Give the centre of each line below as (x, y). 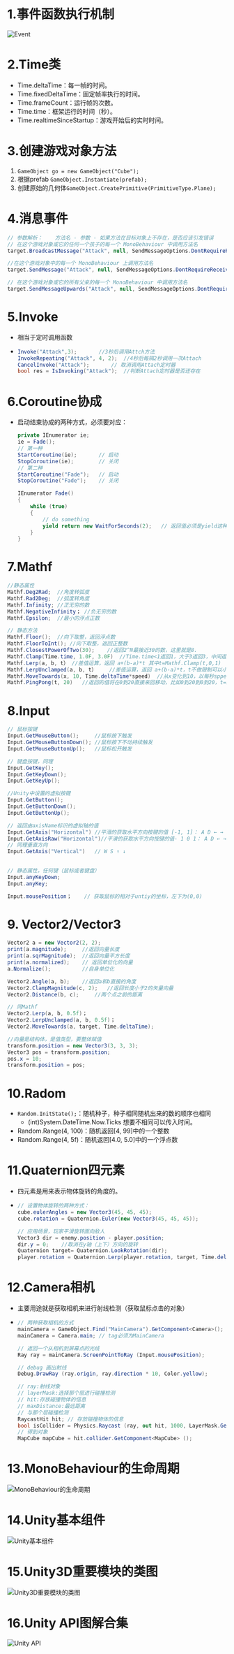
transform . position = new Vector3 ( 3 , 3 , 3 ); (73, 1045)
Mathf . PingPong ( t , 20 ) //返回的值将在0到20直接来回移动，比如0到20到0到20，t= (117, 683)
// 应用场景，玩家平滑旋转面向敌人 (61, 1231)
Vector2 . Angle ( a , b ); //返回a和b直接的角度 (72, 981)
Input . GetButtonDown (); (42, 806)
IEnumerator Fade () (46, 493)
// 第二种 (30, 468)
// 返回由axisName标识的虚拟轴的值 (53, 825)
